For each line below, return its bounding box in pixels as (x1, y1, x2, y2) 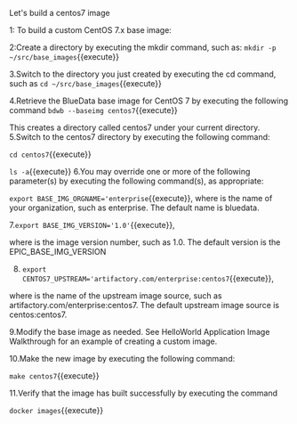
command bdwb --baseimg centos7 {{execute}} (9, 105, 178, 115)
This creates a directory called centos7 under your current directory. (9, 122, 261, 133)
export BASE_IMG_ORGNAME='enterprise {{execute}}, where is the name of (9, 193, 273, 203)
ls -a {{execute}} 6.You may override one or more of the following (9, 167, 251, 176)
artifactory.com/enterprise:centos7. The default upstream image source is (9, 300, 280, 310)
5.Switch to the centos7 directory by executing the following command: (9, 132, 270, 142)
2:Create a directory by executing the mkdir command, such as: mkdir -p (9, 42, 277, 53)
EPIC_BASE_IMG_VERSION (9, 247, 107, 257)
